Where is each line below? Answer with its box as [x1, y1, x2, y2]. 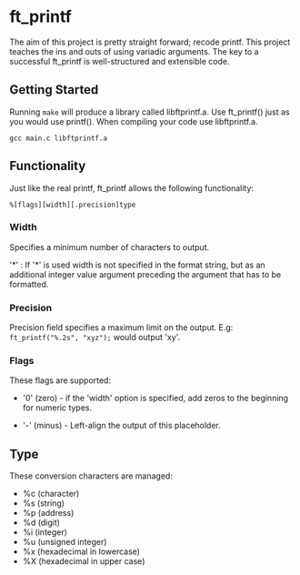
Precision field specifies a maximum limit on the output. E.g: [9, 322, 234, 333]
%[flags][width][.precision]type [9, 200, 136, 209]
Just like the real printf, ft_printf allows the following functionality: [9, 182, 255, 193]
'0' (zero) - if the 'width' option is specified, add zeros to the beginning [22, 393, 289, 404]
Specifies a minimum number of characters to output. [9, 241, 210, 252]
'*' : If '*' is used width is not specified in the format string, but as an [9, 259, 265, 270]
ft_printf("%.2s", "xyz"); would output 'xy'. [9, 332, 181, 343]
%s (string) [22, 498, 65, 509]
